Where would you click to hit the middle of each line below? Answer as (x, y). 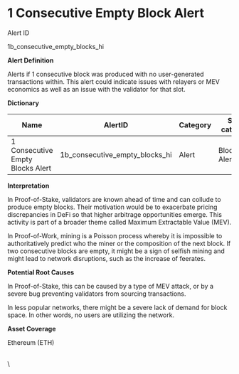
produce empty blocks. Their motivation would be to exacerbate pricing (112, 207)
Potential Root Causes (41, 272)
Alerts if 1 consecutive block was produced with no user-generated (106, 74)
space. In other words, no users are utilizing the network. (91, 315)
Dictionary (23, 103)
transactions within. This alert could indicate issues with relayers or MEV (114, 81)
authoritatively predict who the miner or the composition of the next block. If (119, 243)
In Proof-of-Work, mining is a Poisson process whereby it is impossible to (115, 235)
